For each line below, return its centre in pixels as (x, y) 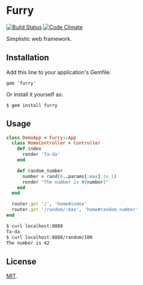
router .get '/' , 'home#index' (49, 204)
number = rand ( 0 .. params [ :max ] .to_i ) (69, 176)
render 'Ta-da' (41, 155)
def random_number (40, 171)
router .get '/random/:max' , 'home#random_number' (75, 210)
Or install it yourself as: (35, 94)
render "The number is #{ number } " (65, 182)
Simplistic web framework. (39, 38)
